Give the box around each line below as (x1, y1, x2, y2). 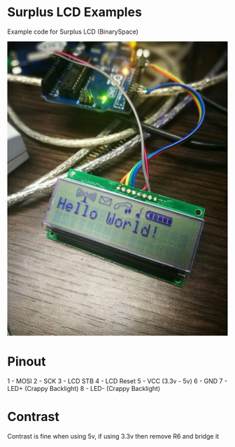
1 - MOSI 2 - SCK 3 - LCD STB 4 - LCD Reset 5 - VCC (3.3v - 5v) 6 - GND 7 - (7, 376, 228, 385)
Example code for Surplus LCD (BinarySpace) (7, 27, 138, 36)
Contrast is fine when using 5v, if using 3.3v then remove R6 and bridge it (7, 432, 219, 440)
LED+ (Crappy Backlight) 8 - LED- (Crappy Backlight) (7, 384, 161, 392)
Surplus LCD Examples (7, 4, 142, 20)
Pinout (7, 354, 47, 370)
